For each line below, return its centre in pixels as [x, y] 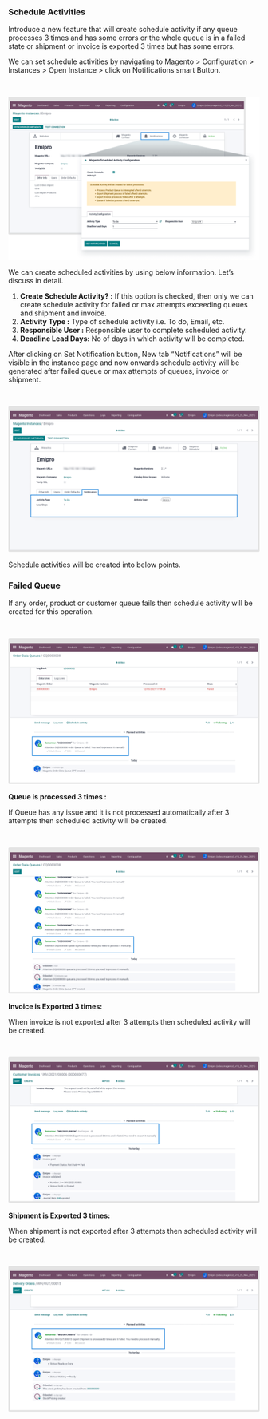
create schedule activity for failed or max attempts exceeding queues [134, 305]
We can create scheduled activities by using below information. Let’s [121, 272]
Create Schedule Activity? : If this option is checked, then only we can [136, 296]
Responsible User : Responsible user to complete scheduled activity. [133, 331]
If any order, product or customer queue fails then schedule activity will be [131, 603]
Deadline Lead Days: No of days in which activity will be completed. [132, 339]
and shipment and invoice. [63, 313]
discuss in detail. [36, 281]
